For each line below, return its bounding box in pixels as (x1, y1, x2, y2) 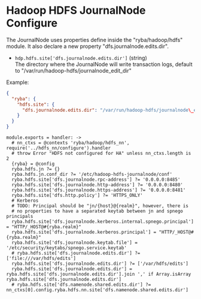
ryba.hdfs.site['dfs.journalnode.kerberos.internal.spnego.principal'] (11, 219, 194, 225)
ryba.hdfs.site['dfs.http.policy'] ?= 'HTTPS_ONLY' (11, 193, 144, 199)
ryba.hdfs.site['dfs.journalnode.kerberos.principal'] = (11, 229, 157, 235)
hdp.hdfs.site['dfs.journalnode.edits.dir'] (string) (14, 54, 148, 61)
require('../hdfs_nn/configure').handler (6, 145, 111, 151)
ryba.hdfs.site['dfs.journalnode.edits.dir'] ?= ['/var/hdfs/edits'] (11, 261, 188, 267)
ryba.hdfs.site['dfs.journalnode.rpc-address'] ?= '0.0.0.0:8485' (11, 177, 181, 183)
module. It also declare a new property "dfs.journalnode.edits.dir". (6, 43, 169, 50)
